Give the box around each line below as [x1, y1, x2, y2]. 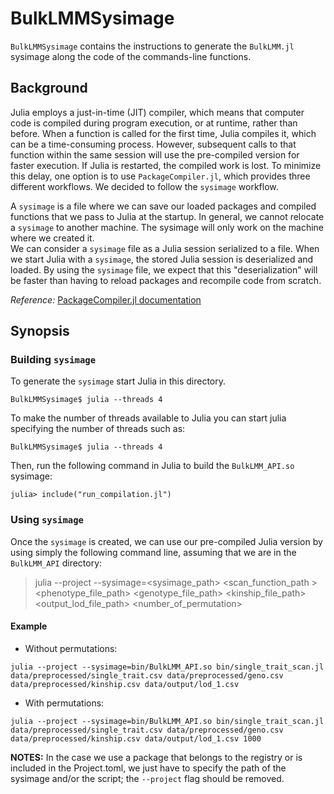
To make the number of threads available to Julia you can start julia [10, 412, 287, 424]
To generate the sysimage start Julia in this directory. [10, 375, 227, 387]
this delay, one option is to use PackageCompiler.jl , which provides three [10, 170, 311, 182]
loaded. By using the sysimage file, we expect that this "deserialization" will [10, 263, 318, 276]
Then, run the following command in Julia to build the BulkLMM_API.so [10, 460, 295, 472]
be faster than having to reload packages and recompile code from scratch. [10, 274, 322, 286]
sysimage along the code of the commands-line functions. [10, 50, 252, 62]
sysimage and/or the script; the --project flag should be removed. [10, 772, 285, 784]
